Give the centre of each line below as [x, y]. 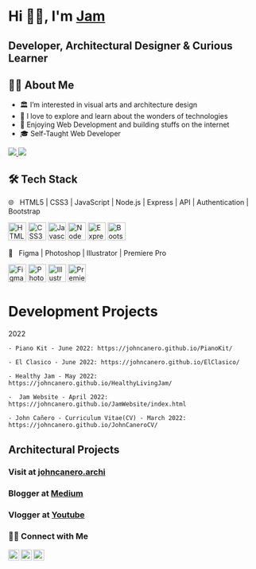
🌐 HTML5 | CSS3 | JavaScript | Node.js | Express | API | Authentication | [128, 202]
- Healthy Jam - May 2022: [53, 377]
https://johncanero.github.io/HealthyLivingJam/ [90, 383]
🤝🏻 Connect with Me [48, 536]
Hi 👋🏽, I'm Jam [57, 16]
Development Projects [83, 312]
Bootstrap [25, 211]
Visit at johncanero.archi [57, 472]
